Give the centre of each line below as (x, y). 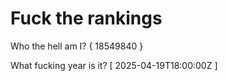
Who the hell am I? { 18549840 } (77, 46)
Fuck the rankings (86, 18)
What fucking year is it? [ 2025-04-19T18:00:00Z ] (114, 65)
